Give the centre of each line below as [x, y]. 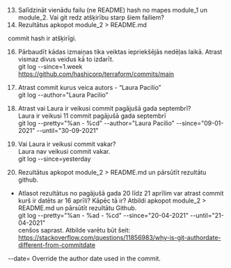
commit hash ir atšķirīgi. [42, 38]
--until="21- [207, 215]
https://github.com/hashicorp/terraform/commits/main [96, 74]
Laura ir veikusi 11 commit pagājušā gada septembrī [92, 116]
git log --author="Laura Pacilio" [63, 95]
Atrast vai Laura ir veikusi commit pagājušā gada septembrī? [104, 108]
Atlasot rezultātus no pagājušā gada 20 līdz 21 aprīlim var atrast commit [121, 193]
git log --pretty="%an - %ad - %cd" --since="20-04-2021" [103, 215]
